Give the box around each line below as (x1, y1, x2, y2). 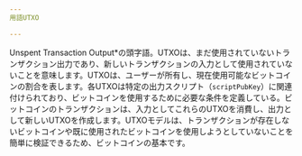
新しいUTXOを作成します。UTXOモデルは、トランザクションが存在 (24, 115, 274, 125)
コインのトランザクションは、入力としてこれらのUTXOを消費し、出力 (24, 103, 284, 114)
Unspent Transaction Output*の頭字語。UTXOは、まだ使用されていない (9, 47, 275, 58)
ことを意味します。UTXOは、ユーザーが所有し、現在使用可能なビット (16, 69, 276, 80)
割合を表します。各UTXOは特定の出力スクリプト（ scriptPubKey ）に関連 (24, 80, 293, 91)
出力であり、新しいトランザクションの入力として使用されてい (56, 58, 286, 69)
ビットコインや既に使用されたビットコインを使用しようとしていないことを (16, 125, 294, 136)
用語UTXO (9, 13, 40, 23)
